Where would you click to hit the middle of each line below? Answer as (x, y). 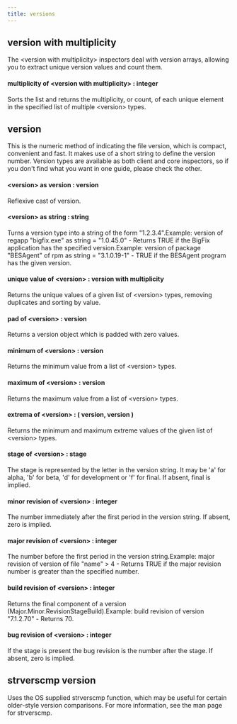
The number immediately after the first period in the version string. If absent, (119, 517)
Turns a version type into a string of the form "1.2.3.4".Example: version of (115, 233)
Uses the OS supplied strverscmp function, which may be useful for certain (117, 697)
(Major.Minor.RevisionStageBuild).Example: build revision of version (106, 611)
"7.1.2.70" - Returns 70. (41, 618)
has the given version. (40, 262)
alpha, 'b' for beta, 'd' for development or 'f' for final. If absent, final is (109, 478)
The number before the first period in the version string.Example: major (111, 557)
